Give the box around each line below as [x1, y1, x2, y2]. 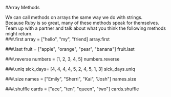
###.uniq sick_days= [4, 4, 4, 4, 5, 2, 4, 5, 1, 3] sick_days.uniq [5, 66, 135, 72]
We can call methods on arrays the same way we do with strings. [5, 14, 143, 20]
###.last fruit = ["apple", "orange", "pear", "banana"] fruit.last [5, 46, 135, 52]
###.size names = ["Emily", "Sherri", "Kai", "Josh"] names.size [5, 76, 137, 82]
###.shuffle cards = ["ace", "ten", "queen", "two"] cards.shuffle [5, 86, 139, 92]
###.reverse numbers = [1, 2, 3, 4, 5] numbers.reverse [5, 56, 120, 62]
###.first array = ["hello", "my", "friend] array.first [5, 36, 110, 42]
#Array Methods [5, 5, 40, 10]
